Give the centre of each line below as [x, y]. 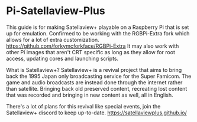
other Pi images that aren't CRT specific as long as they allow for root [91, 52]
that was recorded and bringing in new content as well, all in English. [90, 95]
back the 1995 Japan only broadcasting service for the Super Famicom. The [99, 76]
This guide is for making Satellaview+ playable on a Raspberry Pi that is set [98, 27]
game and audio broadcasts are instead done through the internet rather [94, 82]
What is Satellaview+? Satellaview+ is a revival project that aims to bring [94, 70]
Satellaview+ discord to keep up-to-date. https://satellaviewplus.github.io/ [97, 113]
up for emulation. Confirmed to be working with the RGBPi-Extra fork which [98, 33]
